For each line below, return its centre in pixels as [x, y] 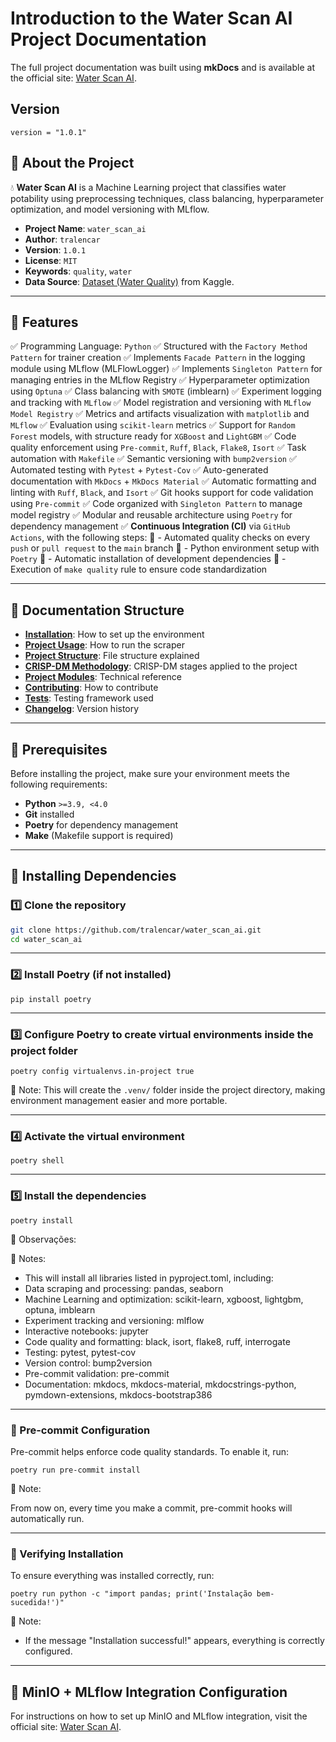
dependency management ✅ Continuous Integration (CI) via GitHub [150, 526]
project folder [44, 1050]
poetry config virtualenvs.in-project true [102, 1072]
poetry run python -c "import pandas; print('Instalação [131, 1594]
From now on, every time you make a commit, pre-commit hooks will [151, 1508]
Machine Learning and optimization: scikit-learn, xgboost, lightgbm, [164, 1299]
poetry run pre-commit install [75, 1470]
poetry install [42, 1220]
